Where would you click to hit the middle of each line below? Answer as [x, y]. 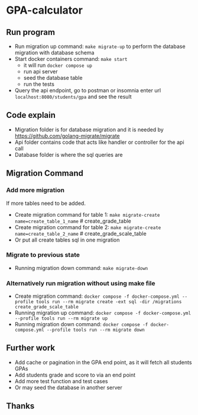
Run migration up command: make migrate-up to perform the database [100, 46]
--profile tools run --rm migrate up [61, 319]
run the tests [39, 84]
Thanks [20, 406]
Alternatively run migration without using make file [81, 283]
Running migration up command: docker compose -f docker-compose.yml [103, 313]
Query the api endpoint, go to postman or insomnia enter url [88, 90]
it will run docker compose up [58, 65]
